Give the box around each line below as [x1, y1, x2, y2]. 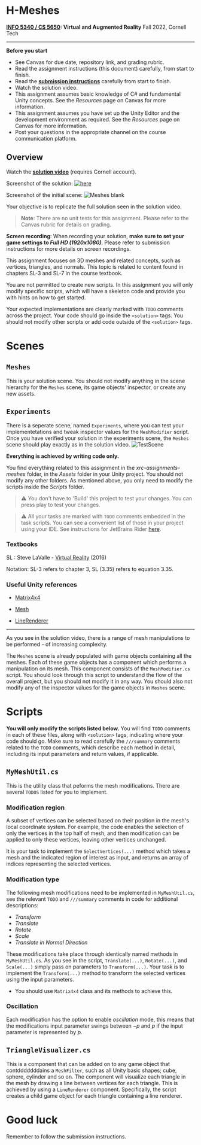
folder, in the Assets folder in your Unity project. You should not [26, 470, 184, 478]
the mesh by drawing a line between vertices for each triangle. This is [6, 1079, 178, 1086]
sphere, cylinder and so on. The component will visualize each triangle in [6, 1073, 186, 1080]
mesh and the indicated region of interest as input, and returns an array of [6, 854, 188, 861]
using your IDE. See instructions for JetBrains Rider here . [20, 525, 162, 533]
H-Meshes [6, 4, 60, 17]
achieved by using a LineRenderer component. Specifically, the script [6, 1086, 176, 1093]
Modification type [6, 875, 60, 883]
